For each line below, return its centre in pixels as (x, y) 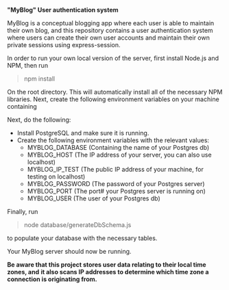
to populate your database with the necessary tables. (82, 238)
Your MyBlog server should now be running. (69, 251)
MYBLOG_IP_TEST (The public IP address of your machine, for (115, 169)
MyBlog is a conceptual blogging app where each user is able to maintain (111, 23)
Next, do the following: (39, 120)
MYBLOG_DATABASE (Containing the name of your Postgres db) (118, 147)
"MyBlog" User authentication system (63, 10)
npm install (39, 79)
